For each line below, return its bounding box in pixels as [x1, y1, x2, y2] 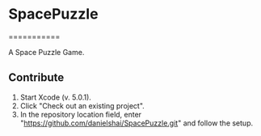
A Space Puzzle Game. [8, 47, 85, 57]
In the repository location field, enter [19, 109, 142, 119]
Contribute [8, 70, 65, 85]
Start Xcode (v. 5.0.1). [19, 92, 91, 102]
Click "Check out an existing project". [19, 100, 145, 110]
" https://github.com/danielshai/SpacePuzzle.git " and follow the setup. [19, 118, 253, 128]
